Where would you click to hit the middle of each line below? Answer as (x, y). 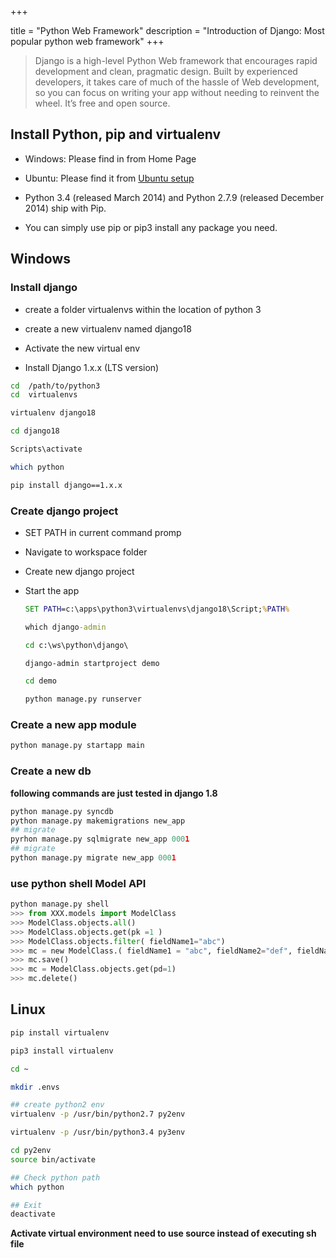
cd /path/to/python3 (55, 386)
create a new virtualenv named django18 (108, 328)
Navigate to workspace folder (86, 552)
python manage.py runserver (83, 699)
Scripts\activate (46, 449)
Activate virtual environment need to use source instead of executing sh (163, 1233)
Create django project (64, 511)
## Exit (26, 1205)
